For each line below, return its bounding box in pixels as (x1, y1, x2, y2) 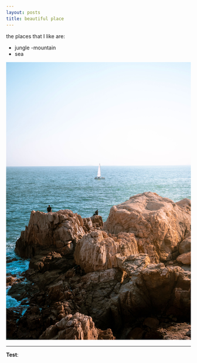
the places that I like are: (6, 32, 66, 39)
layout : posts (6, 9, 41, 15)
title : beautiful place (6, 15, 64, 22)
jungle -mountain (14, 44, 56, 51)
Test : (6, 351, 19, 358)
